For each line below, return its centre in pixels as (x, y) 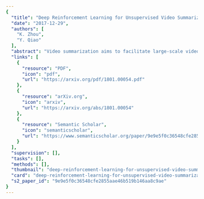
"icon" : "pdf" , (41, 74)
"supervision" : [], (36, 153)
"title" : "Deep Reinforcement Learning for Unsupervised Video (93, 18)
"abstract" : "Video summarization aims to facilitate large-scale (97, 52)
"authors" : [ (28, 29)
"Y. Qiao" (29, 40)
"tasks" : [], (28, 158)
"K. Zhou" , (30, 35)
